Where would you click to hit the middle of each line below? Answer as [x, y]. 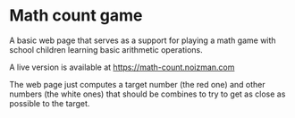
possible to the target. [50, 103]
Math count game [76, 16]
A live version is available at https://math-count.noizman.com [122, 67]
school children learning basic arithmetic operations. [106, 49]
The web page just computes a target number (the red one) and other [137, 84]
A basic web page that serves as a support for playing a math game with [143, 40]
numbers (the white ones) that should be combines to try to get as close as [147, 94]
